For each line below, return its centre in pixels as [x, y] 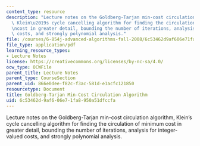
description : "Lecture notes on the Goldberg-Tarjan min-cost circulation [101, 17]
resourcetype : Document [36, 89]
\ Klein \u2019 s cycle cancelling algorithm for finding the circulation [104, 23]
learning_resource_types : [38, 51]
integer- [168, 130]
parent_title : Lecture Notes [42, 73]
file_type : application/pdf [41, 45]
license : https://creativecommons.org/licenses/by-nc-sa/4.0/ [85, 61]
